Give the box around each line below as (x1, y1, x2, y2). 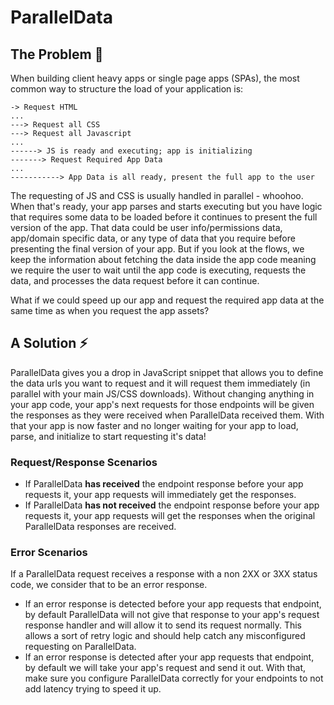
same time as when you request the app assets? (10, 305, 210, 316)
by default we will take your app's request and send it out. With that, (24, 662, 307, 674)
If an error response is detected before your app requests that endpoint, (24, 598, 322, 610)
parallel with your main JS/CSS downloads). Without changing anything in (10, 387, 315, 400)
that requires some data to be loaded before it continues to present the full (10, 211, 318, 223)
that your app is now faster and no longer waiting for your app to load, (10, 419, 299, 431)
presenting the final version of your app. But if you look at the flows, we (10, 243, 305, 255)
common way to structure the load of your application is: (10, 83, 244, 95)
